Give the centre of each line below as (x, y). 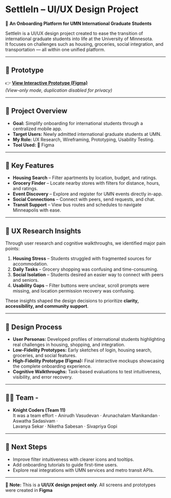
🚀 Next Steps (26, 447)
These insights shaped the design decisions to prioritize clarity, (72, 301)
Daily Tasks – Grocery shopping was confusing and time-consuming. (85, 269)
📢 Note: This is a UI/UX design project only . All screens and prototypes (81, 485)
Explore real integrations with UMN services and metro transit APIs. (83, 470)
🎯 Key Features (30, 166)
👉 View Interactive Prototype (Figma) (47, 83)
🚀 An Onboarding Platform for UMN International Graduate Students (78, 23)
